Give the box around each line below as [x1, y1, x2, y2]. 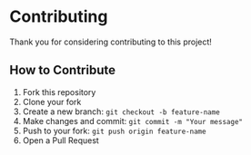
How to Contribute [9, 63, 116, 78]
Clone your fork [22, 96, 82, 107]
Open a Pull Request [22, 134, 100, 146]
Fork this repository [22, 86, 96, 97]
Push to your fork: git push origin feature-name [22, 125, 206, 136]
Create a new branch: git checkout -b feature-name [22, 106, 220, 117]
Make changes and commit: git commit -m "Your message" [22, 115, 244, 126]
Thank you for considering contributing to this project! [9, 36, 212, 47]
